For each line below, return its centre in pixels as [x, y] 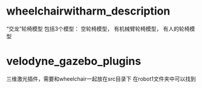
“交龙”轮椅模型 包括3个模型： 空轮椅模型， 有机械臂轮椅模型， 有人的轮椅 [98, 29]
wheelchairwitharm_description [88, 11]
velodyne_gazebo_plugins [74, 61]
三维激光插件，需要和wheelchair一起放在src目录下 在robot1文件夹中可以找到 [101, 79]
